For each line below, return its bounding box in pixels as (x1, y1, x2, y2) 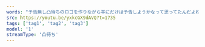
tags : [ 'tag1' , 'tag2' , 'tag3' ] (6, 20, 88, 26)
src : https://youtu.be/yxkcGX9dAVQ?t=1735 (6, 15, 116, 21)
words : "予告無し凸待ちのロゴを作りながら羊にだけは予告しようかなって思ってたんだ (6, 9, 192, 15)
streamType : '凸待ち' (6, 32, 59, 38)
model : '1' (6, 26, 34, 32)
